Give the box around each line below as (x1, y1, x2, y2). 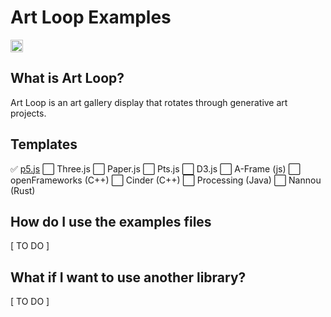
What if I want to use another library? (10, 269, 247, 286)
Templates (10, 136, 78, 153)
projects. (10, 107, 47, 119)
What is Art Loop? (10, 70, 125, 87)
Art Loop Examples (10, 6, 172, 29)
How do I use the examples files (10, 213, 212, 230)
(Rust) (10, 184, 36, 196)
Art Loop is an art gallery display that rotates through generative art (10, 96, 288, 108)
